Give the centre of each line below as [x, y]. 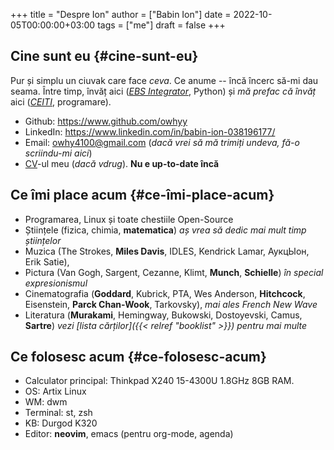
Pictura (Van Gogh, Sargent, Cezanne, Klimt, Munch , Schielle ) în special [174, 272]
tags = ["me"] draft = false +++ [161, 25]
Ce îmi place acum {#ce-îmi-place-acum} [142, 195]
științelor [43, 240]
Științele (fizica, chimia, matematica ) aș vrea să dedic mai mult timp [165, 230]
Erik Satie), [47, 261]
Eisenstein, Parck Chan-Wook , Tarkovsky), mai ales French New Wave [171, 304]
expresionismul [56, 283]
